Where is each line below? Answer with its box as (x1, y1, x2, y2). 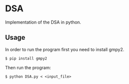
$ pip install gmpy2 (5, 56, 48, 61)
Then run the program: (5, 64, 51, 70)
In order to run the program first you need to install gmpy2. (5, 46, 125, 52)
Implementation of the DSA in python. (5, 19, 81, 25)
